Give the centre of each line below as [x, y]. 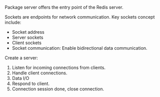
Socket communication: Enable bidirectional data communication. [79, 48]
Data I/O [21, 78]
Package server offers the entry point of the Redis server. [64, 7]
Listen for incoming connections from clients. [59, 68]
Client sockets [27, 43]
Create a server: [21, 58]
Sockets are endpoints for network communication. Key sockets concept [80, 17]
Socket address [28, 32]
